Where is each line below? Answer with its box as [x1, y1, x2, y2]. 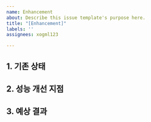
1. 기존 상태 [6, 61, 46, 71]
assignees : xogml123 [6, 32, 59, 38]
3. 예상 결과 [6, 106, 47, 117]
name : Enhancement [6, 9, 53, 15]
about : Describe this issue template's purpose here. [6, 15, 146, 21]
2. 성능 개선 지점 [6, 84, 64, 94]
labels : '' [6, 26, 34, 32]
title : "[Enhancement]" [6, 20, 67, 26]
